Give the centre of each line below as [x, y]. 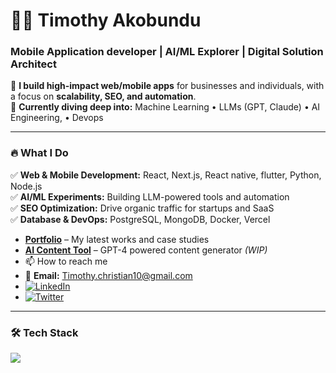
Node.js [26, 186]
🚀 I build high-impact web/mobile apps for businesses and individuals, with [167, 86]
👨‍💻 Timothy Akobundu [106, 20]
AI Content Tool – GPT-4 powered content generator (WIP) [146, 250]
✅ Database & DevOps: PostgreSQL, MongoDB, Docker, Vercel [140, 219]
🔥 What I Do [39, 153]
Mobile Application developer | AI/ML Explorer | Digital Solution [167, 52]
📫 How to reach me [66, 261]
